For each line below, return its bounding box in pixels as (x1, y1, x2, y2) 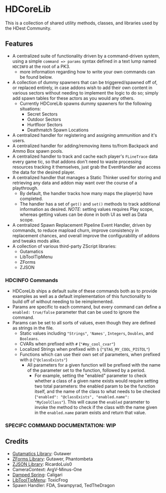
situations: (19, 105, 41, 111)
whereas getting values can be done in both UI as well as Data (19, 211, 147, 217)
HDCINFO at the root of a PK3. (12, 63, 70, 69)
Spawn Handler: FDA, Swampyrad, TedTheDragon (12, 482, 115, 488)
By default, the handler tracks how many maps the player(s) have (19, 190, 153, 196)
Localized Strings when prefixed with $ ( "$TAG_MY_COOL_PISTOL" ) (19, 346, 150, 352)
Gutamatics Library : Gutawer (12, 450, 71, 456)
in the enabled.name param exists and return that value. (34, 409, 146, 416)
